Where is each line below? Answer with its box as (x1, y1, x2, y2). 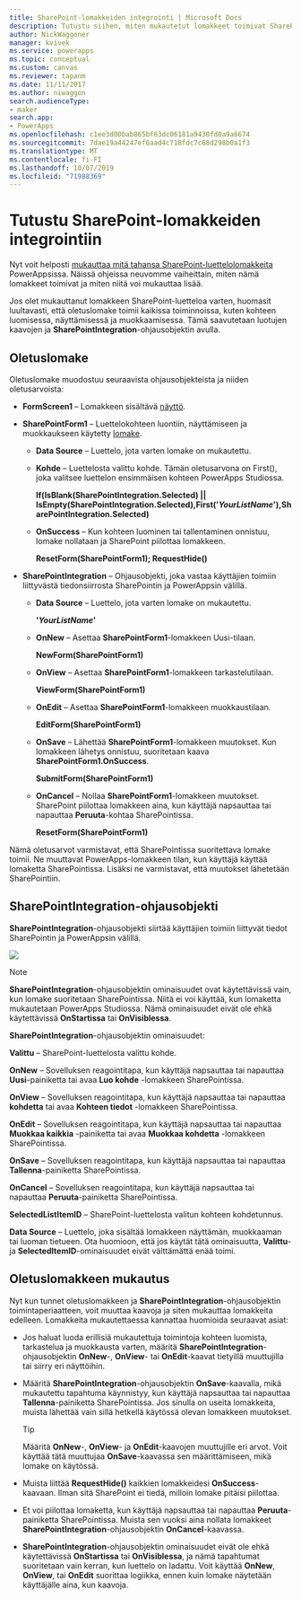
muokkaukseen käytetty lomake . (21, 428, 142, 438)
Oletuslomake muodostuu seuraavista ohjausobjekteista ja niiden (9, 374, 249, 384)
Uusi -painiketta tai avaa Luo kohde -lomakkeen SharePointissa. (9, 1074, 245, 1085)
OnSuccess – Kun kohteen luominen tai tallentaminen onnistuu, (35, 526, 271, 537)
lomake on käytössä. (21, 1460, 99, 1471)
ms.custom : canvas (9, 64, 78, 73)
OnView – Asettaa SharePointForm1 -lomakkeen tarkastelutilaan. (35, 667, 274, 678)
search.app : (9, 113, 54, 122)
